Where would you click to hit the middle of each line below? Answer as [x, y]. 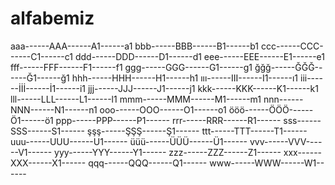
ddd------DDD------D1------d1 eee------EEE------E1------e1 [199, 56]
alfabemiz [52, 18]
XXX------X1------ [48, 163]
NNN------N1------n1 [54, 109]
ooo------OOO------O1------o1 [163, 109]
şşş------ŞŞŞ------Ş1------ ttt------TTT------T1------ [197, 131]
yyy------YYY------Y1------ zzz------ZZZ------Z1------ [168, 152]
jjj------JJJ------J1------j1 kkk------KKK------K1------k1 [203, 88]
